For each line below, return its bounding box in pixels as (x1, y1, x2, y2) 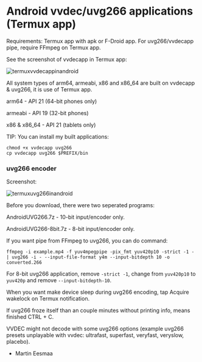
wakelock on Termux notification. (6, 295, 90, 302)
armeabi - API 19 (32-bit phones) (6, 109, 89, 116)
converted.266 (6, 260, 43, 266)
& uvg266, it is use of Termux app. (6, 85, 92, 93)
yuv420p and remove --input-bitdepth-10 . (6, 277, 112, 284)
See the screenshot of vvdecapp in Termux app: (6, 55, 127, 63)
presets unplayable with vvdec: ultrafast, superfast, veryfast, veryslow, (6, 332, 184, 339)
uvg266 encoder (6, 164, 57, 172)
